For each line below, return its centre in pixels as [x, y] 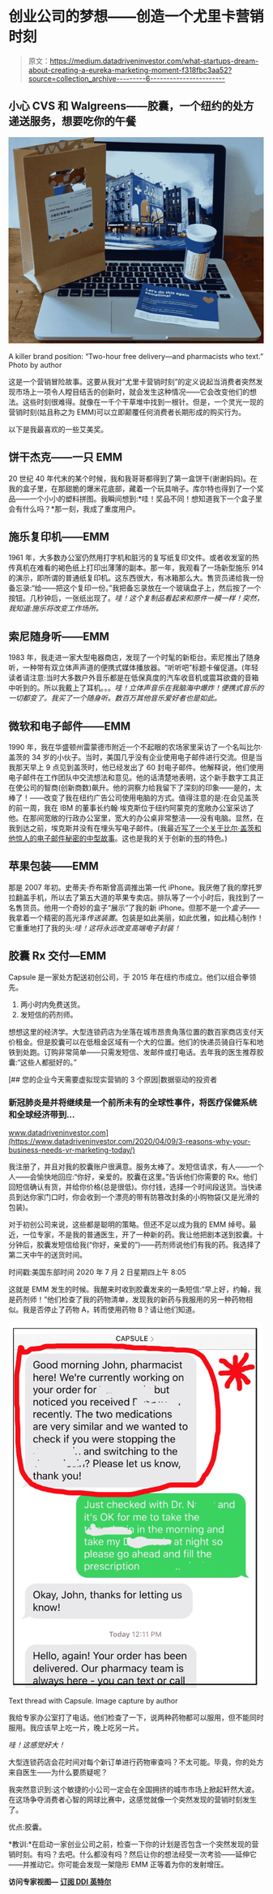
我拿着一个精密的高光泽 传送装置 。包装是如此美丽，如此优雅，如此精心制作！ [136, 918]
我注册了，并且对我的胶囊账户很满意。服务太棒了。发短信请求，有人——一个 [136, 1166]
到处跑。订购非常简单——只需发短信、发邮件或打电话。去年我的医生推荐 [136, 1052]
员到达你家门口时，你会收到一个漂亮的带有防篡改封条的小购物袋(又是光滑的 [134, 1197]
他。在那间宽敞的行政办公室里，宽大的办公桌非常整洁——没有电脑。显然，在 [136, 818]
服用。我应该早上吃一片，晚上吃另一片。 [76, 1727]
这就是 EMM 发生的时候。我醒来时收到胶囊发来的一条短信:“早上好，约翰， [132, 1289]
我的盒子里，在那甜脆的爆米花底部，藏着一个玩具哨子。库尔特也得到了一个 [132, 488]
